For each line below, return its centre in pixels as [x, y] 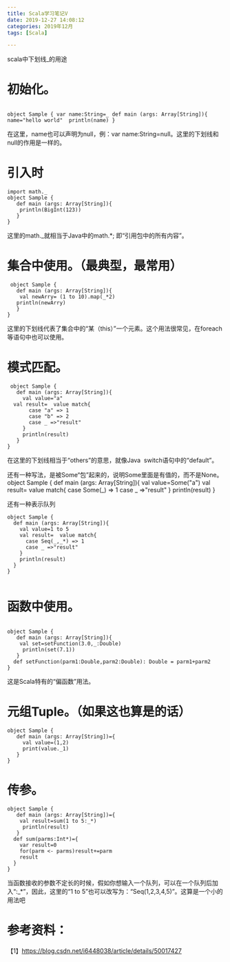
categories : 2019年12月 [40, 26]
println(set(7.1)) [49, 649]
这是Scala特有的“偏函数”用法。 [51, 681]
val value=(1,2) [46, 742]
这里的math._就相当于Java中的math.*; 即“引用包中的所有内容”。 [97, 236]
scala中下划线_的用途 [37, 59]
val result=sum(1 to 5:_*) [58, 821]
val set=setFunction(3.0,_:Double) [71, 644]
